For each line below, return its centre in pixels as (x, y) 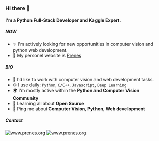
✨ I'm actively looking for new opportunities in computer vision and (83, 44)
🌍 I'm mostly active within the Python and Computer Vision (76, 91)
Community (25, 98)
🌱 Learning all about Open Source (48, 104)
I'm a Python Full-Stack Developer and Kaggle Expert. (63, 20)
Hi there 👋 (18, 8)
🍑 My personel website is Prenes (47, 56)
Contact (14, 120)
